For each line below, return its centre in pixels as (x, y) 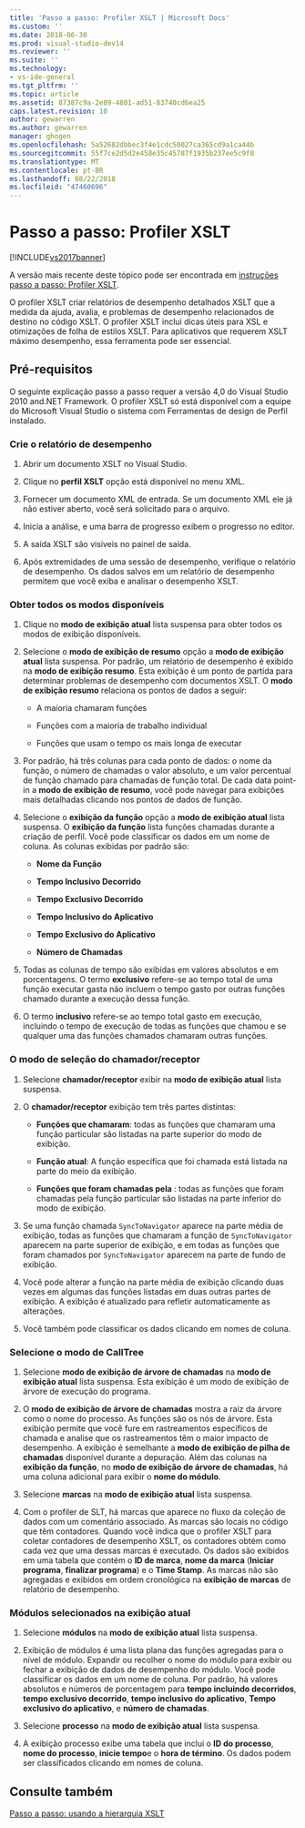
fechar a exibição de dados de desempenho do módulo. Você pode (149, 1670)
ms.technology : (38, 69)
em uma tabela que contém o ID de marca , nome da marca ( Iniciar (148, 1560)
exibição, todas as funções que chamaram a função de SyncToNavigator (158, 1235)
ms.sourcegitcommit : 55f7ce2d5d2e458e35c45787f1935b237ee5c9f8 (132, 153)
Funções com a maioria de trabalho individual (122, 726)
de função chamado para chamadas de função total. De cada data (147, 780)
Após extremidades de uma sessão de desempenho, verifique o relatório (159, 562)
